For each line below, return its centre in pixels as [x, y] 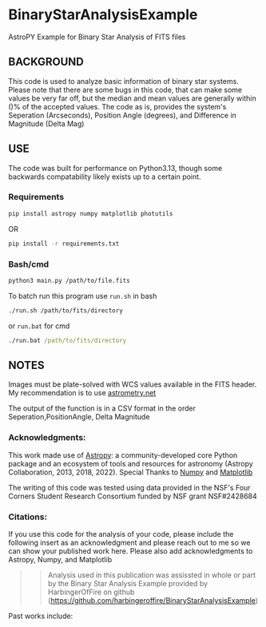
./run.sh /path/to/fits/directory [66, 310]
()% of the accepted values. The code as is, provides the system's [117, 106]
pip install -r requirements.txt [64, 244]
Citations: [28, 517]
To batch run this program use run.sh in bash [83, 296]
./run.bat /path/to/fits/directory [67, 340]
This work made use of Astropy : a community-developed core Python [123, 455]
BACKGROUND [46, 62]
